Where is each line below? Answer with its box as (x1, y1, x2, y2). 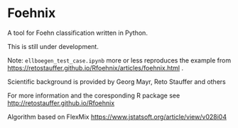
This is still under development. (7, 42, 99, 50)
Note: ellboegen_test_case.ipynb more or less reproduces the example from (7, 55, 232, 65)
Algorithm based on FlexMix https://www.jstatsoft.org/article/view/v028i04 (7, 112, 227, 121)
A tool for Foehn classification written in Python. (7, 28, 148, 37)
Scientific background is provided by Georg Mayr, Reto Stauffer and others (7, 77, 226, 86)
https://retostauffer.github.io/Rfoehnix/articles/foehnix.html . (7, 63, 183, 72)
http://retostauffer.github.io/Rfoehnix (7, 98, 115, 107)
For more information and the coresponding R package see (7, 91, 180, 100)
